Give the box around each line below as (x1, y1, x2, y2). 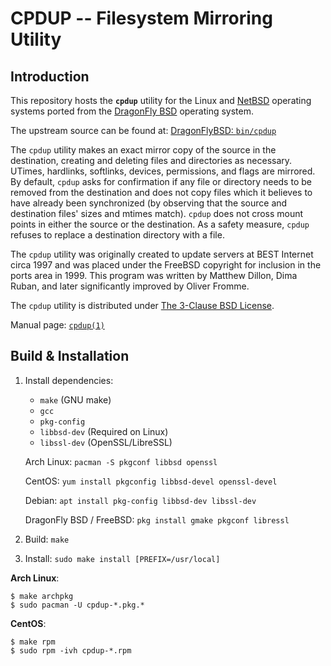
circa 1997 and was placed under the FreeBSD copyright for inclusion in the (10, 259, 322, 271)
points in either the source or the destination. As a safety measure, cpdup (10, 218, 310, 230)
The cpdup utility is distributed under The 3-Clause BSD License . (10, 300, 275, 311)
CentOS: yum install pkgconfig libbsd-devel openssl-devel (24, 475, 278, 487)
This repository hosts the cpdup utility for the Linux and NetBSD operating (10, 95, 312, 106)
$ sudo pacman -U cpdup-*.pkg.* (10, 600, 145, 610)
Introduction (10, 68, 90, 85)
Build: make (24, 533, 70, 545)
